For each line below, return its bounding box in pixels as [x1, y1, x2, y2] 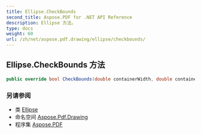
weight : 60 [6, 31, 33, 37]
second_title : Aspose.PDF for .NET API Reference [6, 14, 133, 20]
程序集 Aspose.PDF [14, 120, 63, 128]
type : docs [6, 25, 33, 32]
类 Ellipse [14, 105, 38, 113]
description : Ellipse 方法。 [6, 20, 77, 26]
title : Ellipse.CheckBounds [6, 8, 77, 15]
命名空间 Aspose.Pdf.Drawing [14, 113, 89, 120]
